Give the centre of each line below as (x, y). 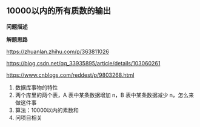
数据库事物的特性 (36, 87)
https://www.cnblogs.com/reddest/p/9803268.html (70, 75)
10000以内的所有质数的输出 (58, 11)
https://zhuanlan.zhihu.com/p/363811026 (58, 51)
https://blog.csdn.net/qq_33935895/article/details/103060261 (83, 63)
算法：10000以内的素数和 (47, 110)
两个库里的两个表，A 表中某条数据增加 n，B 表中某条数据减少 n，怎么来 (104, 95)
